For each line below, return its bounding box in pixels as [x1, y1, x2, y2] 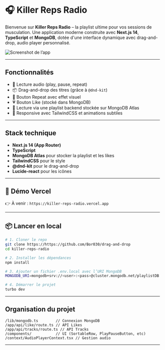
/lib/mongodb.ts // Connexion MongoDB [5, 318, 100, 323]
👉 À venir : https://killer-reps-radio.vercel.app [5, 201, 109, 207]
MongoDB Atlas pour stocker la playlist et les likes [12, 152, 114, 158]
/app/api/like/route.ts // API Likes [5, 322, 82, 327]
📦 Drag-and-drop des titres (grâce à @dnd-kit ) [12, 87, 108, 93]
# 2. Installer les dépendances [5, 255, 71, 260]
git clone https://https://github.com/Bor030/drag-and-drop [5, 242, 131, 247]
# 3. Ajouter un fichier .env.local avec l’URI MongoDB [5, 269, 122, 274]
